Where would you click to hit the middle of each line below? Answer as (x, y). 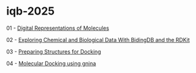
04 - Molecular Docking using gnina (51, 63)
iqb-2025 (30, 11)
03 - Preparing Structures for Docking (54, 51)
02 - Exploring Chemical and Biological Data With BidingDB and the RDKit (98, 40)
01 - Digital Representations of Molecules (58, 28)
